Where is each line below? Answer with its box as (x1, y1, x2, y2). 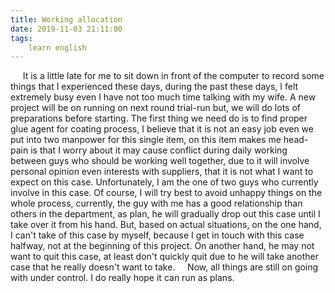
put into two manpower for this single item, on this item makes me (10, 134, 282, 146)
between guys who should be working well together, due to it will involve (10, 155, 310, 167)
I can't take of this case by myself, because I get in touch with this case (10, 229, 305, 241)
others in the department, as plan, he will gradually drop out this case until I (10, 208, 321, 220)
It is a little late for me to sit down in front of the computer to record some (22, 70, 325, 82)
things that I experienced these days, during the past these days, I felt (10, 81, 299, 93)
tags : (10, 33, 33, 43)
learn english (28, 42, 87, 53)
